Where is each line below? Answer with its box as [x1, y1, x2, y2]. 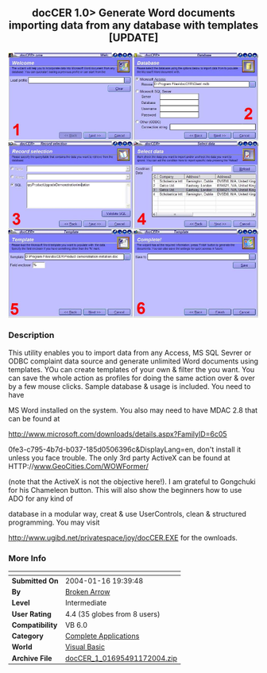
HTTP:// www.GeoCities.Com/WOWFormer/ [8, 461, 149, 471]
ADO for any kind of [8, 494, 73, 503]
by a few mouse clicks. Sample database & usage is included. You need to [8, 381, 251, 391]
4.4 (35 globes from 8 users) [64, 609, 161, 618]
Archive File [11, 653, 52, 663]
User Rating [11, 609, 52, 618]
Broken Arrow [64, 587, 110, 597]
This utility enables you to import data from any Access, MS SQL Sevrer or [8, 348, 252, 357]
